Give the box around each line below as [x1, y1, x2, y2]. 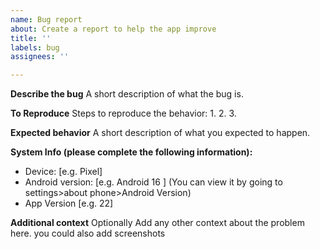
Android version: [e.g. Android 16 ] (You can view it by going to [24, 176, 283, 188]
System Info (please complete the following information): [10, 146, 253, 158]
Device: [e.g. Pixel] [24, 166, 103, 178]
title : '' [10, 33, 52, 43]
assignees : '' [10, 52, 70, 62]
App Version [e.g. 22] [24, 197, 114, 210]
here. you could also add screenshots [10, 227, 166, 240]
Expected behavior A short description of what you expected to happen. [10, 127, 311, 139]
